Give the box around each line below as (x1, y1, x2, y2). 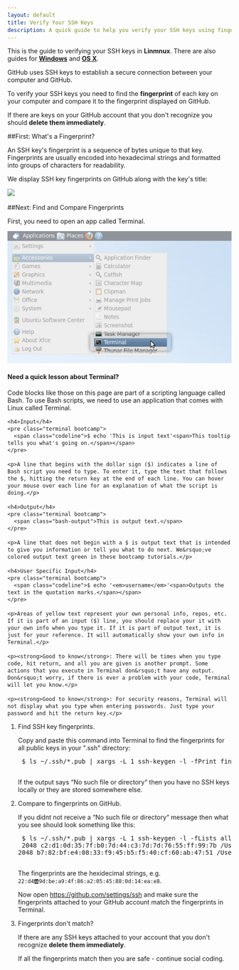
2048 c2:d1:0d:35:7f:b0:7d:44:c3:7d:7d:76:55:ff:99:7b (21, 841, 217, 849)
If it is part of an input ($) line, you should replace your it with (7, 617, 221, 624)
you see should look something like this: (17, 820, 135, 828)
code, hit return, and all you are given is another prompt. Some (7, 660, 208, 667)
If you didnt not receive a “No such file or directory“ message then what (17, 813, 229, 821)
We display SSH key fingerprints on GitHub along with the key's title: (7, 175, 208, 183)
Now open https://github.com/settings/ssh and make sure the (17, 890, 198, 899)
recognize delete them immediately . (17, 940, 126, 949)
